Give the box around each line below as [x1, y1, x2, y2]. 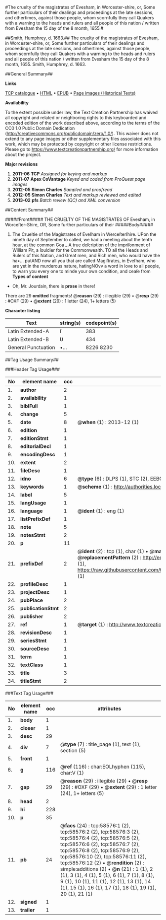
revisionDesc [20, 629, 52, 636]
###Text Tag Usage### [5, 690, 54, 696]
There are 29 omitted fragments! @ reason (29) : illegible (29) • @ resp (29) [5, 293, 159, 298]
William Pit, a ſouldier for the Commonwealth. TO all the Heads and [12, 247, 148, 253]
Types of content [12, 274, 48, 280]
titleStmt [20, 678, 41, 684]
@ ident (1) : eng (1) [77, 507, 124, 514]
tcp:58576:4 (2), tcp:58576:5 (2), [60, 835, 140, 841]
